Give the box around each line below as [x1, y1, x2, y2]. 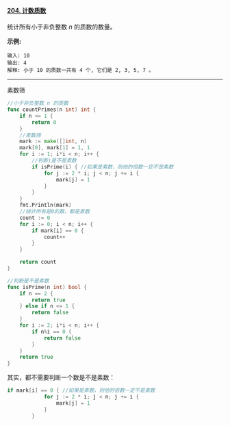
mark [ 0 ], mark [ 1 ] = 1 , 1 [19, 145, 90, 151]
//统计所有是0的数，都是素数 [19, 208, 90, 215]
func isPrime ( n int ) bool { [7, 284, 88, 290]
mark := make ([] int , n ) [19, 138, 88, 145]
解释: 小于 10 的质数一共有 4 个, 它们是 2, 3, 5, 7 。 [7, 67, 155, 74]
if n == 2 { [19, 290, 53, 297]
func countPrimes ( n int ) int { [7, 106, 97, 113]
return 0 [31, 118, 57, 126]
